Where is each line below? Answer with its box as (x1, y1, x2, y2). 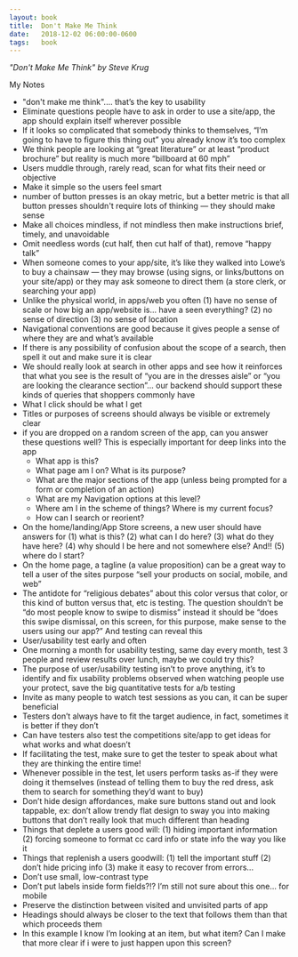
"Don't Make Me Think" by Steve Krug (9, 62, 149, 73)
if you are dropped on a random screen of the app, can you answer (21, 428, 269, 438)
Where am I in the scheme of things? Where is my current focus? (35, 503, 274, 514)
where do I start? (21, 551, 85, 561)
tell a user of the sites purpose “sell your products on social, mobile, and (21, 569, 288, 580)
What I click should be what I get (21, 399, 142, 410)
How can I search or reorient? (35, 512, 145, 523)
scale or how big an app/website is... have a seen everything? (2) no (21, 304, 273, 316)
